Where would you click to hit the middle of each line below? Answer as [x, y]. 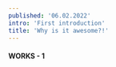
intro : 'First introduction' [57, 23]
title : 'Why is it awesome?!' [59, 30]
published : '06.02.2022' [50, 16]
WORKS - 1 [27, 56]
